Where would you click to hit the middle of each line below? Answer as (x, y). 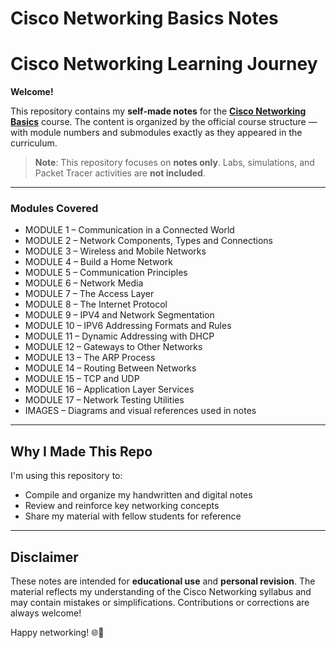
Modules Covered (54, 209)
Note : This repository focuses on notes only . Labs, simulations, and (174, 163)
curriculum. (34, 143)
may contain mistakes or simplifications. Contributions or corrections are (160, 603)
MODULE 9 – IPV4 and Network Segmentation (119, 315)
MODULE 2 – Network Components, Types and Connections (149, 241)
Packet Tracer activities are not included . (120, 173)
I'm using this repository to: (66, 476)
